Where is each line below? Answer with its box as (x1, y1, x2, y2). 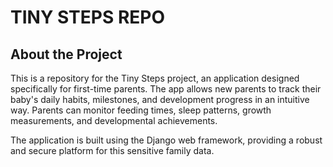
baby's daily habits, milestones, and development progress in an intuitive (10, 94, 310, 105)
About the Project (10, 46, 123, 63)
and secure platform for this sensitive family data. (10, 145, 215, 156)
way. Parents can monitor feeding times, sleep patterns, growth (10, 104, 272, 116)
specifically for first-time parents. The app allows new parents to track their (10, 83, 322, 95)
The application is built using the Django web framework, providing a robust (10, 134, 323, 146)
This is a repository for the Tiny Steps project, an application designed (10, 72, 300, 84)
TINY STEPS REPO (10, 6, 166, 29)
